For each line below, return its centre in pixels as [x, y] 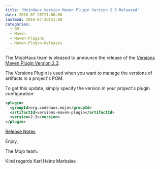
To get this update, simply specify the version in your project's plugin [77, 88]
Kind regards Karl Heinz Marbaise [41, 161]
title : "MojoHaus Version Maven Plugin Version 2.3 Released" [72, 10]
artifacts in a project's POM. [35, 78]
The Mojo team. [22, 151]
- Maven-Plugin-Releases [36, 43]
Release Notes [20, 132]
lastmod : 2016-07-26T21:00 [34, 19]
